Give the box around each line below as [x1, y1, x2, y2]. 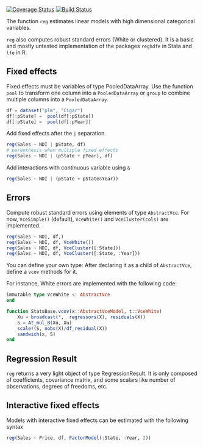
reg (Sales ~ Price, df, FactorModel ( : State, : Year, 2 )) [6, 435, 151, 441]
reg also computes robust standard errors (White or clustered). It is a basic [6, 36, 194, 43]
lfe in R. [6, 49, 27, 56]
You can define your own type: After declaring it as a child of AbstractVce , [6, 262, 192, 269]
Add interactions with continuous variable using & [6, 164, 130, 171]
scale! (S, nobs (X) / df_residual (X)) [17, 325, 108, 332]
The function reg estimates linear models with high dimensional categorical [6, 18, 195, 24]
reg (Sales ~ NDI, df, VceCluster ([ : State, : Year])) [6, 251, 140, 257]
